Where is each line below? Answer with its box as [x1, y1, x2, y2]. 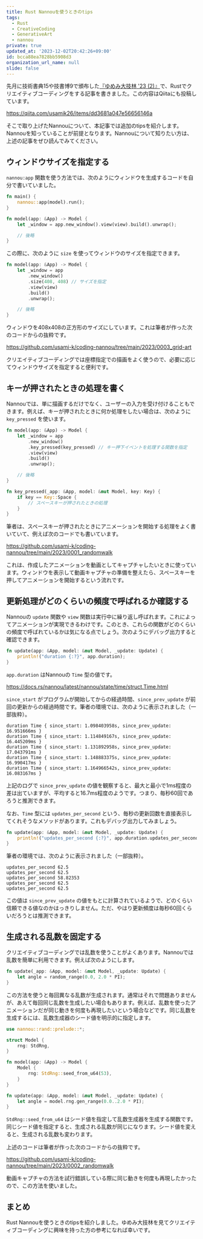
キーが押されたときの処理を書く [6, 383, 126, 393]
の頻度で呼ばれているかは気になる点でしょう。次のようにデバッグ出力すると [6, 628, 196, 636]
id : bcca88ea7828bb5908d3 [6, 54, 71, 60]
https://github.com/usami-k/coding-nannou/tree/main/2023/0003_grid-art [6, 343, 192, 351]
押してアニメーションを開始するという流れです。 [6, 576, 127, 584]
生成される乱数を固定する [6, 932, 101, 942]
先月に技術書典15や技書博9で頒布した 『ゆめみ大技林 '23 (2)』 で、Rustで [6, 82, 187, 90]
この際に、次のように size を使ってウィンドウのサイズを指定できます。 [6, 249, 183, 257]
